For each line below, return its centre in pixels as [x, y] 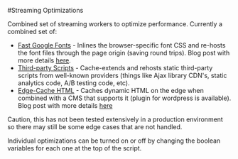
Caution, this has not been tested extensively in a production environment [115, 119]
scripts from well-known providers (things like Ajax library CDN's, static [122, 75]
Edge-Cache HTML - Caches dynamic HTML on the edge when [110, 91]
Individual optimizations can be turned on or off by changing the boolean [114, 141]
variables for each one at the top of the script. [75, 148]
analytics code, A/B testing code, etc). [74, 83]
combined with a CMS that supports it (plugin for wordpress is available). [124, 98]
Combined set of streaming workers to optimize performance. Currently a [115, 24]
